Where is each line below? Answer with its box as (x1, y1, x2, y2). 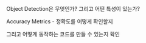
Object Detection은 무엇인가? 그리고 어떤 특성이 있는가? (6, 5, 140, 12)
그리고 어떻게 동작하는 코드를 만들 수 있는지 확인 (6, 30, 120, 38)
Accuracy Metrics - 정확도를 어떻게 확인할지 (6, 18, 114, 25)
